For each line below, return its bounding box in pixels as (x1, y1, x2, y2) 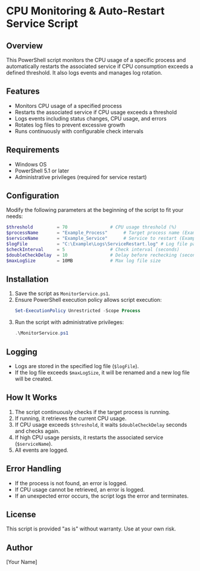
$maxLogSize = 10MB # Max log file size (6, 258, 161, 264)
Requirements (6, 145, 60, 155)
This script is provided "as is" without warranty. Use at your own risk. (6, 525, 176, 532)
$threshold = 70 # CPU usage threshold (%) (6, 224, 177, 230)
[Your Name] (6, 558, 37, 566)
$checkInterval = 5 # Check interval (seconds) (6, 246, 180, 252)
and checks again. (14, 427, 60, 434)
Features (6, 87, 40, 97)
